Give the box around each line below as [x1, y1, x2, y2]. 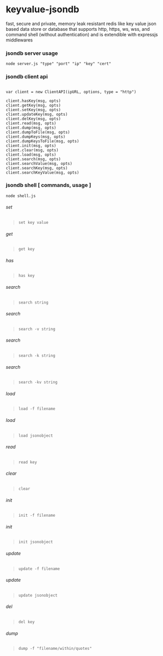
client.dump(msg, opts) [6, 125, 57, 130]
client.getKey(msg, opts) [6, 102, 61, 108]
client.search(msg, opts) [6, 156, 61, 162]
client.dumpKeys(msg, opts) [6, 134, 66, 139]
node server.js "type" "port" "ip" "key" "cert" [6, 61, 111, 67]
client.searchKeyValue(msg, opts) [6, 170, 80, 175]
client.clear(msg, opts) [6, 147, 59, 153]
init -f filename [18, 513, 56, 518]
